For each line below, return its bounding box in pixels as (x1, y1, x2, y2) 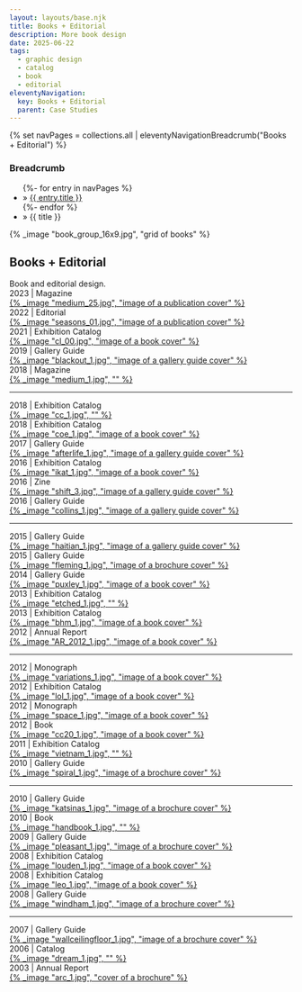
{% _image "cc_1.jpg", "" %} (9, 410, 112, 420)
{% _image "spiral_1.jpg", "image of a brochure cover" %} (9, 767, 222, 779)
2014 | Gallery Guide (9, 569, 85, 581)
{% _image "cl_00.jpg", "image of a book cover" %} (9, 336, 200, 347)
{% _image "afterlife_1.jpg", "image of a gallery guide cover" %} (9, 447, 244, 459)
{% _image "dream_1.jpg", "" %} (9, 953, 128, 964)
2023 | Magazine (9, 288, 73, 299)
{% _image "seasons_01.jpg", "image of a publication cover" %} (9, 317, 245, 328)
